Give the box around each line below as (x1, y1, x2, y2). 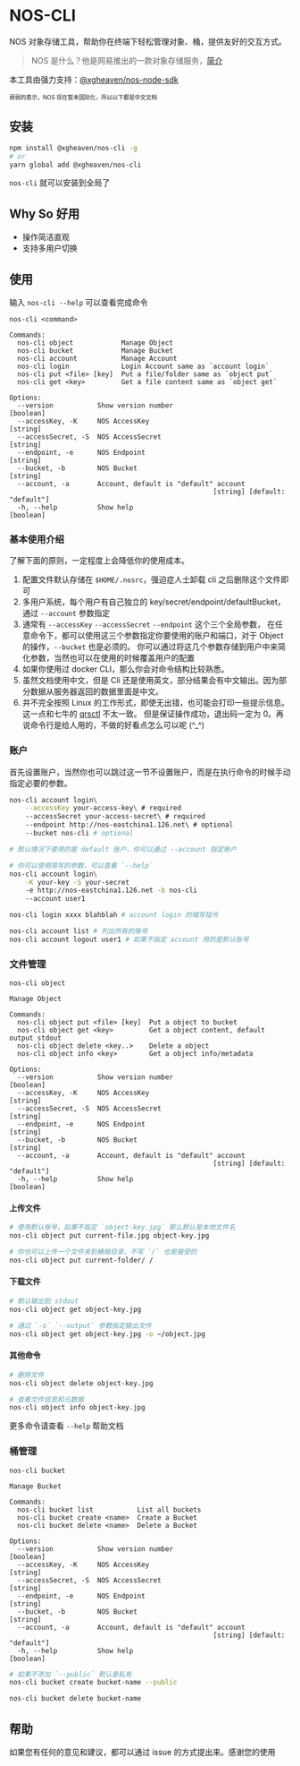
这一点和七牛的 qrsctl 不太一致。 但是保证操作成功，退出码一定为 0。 (21, 708, 277, 719)
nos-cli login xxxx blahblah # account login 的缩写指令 (9, 911, 219, 920)
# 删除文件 (9, 1370, 45, 1379)
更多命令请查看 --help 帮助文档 (9, 1420, 124, 1431)
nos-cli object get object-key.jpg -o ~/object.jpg (9, 1329, 205, 1339)
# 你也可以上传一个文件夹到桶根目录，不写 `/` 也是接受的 (9, 1247, 197, 1256)
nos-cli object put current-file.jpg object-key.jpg (9, 1231, 210, 1240)
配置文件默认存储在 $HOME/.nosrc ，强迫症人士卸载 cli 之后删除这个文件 (21, 574, 281, 585)
